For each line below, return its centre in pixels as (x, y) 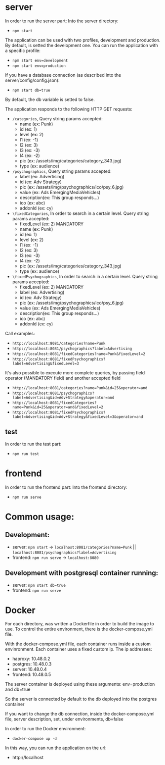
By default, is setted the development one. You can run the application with (82, 45)
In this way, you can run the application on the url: (56, 748)
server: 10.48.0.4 (29, 669)
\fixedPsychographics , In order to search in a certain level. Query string (85, 276)
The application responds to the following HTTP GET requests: (69, 109)
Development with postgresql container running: (82, 573)
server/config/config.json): (32, 80)
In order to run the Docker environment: (45, 729)
